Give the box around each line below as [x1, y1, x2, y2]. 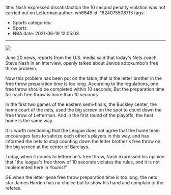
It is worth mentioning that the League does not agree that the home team [5, 127, 160, 133]
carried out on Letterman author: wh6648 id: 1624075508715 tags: [5, 10, 145, 16]
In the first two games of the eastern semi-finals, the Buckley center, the [5, 101, 157, 107]
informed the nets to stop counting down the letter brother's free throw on [5, 138, 161, 144]
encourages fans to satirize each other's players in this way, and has [5, 133, 149, 139]
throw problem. [5, 66, 37, 71]
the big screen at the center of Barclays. [5, 144, 90, 150]
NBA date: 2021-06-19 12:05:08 [12, 31, 79, 36]
